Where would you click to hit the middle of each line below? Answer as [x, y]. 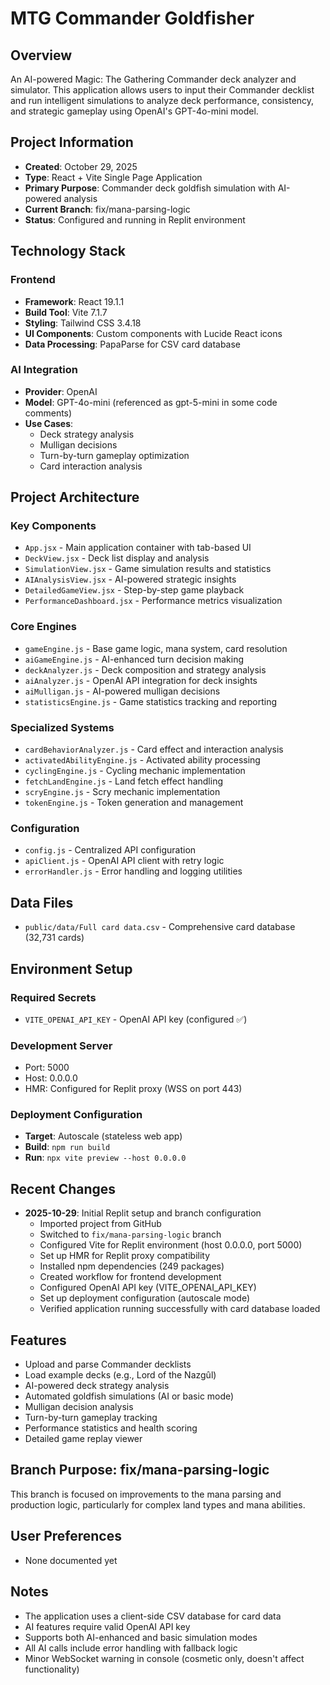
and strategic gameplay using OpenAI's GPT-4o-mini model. [134, 111]
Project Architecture [75, 497]
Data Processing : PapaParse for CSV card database [133, 344]
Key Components [53, 526]
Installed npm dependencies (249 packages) [132, 1266]
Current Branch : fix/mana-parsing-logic [107, 209]
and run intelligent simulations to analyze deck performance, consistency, [162, 100]
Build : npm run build [67, 1147]
